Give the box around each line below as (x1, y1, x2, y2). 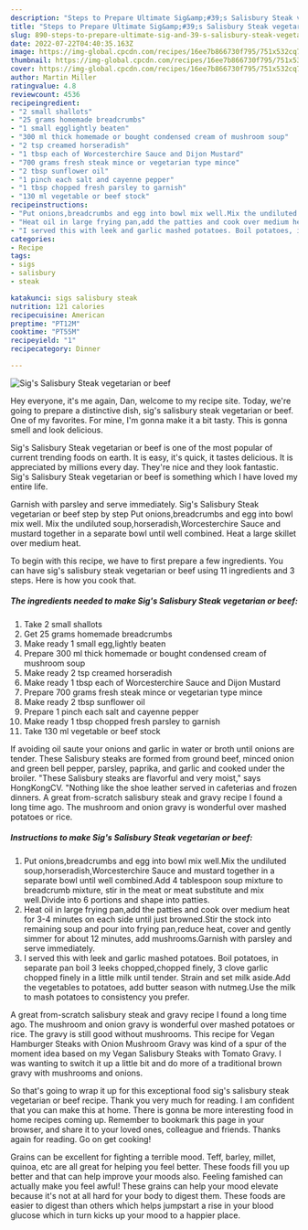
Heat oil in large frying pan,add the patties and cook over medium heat (23, 904, 291, 914)
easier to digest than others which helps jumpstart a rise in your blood (10, 1200, 274, 1211)
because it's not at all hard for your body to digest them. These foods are (10, 1190, 286, 1201)
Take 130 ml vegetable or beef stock (23, 725, 161, 736)
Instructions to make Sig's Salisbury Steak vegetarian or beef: (10, 832, 253, 843)
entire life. (10, 481, 48, 492)
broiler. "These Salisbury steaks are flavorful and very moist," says (10, 772, 261, 783)
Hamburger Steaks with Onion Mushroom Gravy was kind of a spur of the (10, 1038, 287, 1049)
